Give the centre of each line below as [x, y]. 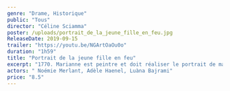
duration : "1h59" [32, 52]
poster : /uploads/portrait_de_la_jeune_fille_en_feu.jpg [90, 32]
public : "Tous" [29, 20]
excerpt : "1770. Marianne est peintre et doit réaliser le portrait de [111, 64]
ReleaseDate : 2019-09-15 [42, 39]
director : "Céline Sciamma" [47, 26]
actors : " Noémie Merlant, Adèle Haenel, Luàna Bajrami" [90, 70]
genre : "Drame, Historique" [47, 13]
